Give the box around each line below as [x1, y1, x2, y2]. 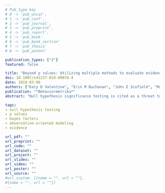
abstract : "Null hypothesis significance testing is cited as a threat [5, 94, 155, 98]
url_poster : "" [5, 166, 36, 171]
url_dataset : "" [5, 148, 38, 153]
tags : [5, 102, 16, 107]
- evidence [5, 126, 27, 130]
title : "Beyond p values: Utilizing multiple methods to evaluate [5, 71, 144, 76]
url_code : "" [5, 143, 32, 148]
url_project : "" [5, 153, 38, 158]
